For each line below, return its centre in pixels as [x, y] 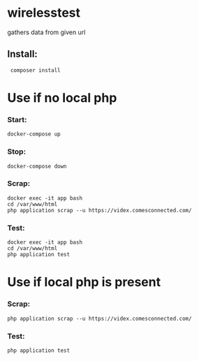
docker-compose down [37, 166]
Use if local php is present [84, 282]
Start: [17, 119]
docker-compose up [34, 134]
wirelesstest [44, 13]
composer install [35, 70]
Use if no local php [62, 97]
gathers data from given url [46, 32]
